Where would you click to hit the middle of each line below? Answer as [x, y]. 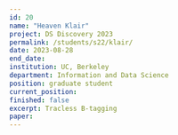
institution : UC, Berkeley [59, 67]
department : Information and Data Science [89, 75]
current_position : [43, 91]
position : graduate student [61, 83]
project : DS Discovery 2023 [61, 34]
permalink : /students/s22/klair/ [71, 42]
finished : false [39, 100]
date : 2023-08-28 [41, 51]
